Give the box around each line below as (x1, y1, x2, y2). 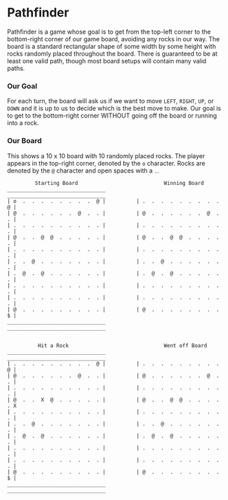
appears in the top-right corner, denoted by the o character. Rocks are (7, 159, 206, 167)
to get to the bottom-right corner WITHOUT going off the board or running (7, 111, 218, 120)
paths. (7, 64, 25, 72)
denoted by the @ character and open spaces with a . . (7, 166, 159, 175)
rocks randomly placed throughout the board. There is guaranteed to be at (7, 50, 218, 58)
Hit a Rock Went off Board (37, 342, 207, 349)
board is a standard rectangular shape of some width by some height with (7, 42, 216, 50)
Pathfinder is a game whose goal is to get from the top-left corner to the (7, 28, 212, 36)
